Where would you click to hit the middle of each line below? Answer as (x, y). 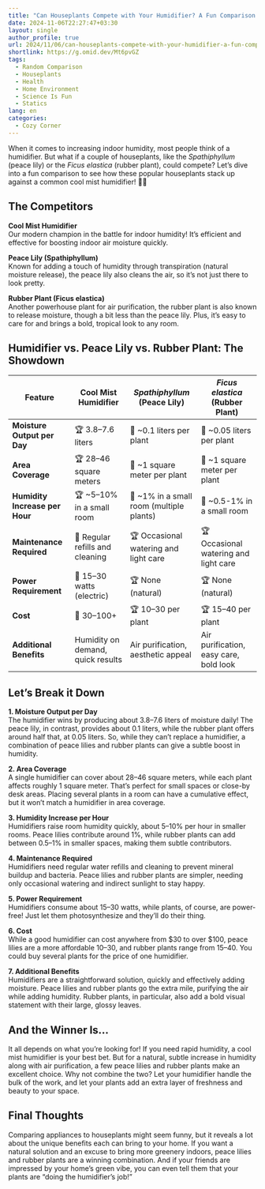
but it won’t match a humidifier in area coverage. (87, 803)
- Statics (31, 103)
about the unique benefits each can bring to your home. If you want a (121, 1143)
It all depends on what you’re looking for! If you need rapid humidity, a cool (130, 1049)
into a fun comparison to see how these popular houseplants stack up (121, 173)
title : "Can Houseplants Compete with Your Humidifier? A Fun (112, 15)
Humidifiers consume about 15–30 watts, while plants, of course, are (119, 907)
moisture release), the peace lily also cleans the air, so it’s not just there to (128, 274)
